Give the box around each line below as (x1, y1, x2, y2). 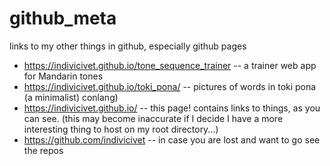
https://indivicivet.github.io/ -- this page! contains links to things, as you (23, 102, 321, 114)
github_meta (9, 7, 117, 30)
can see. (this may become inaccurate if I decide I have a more (23, 112, 284, 124)
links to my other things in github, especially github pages (9, 40, 247, 52)
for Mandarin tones (23, 70, 104, 82)
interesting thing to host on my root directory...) (23, 123, 219, 135)
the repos (23, 144, 64, 156)
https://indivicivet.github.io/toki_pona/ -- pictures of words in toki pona (23, 80, 317, 92)
